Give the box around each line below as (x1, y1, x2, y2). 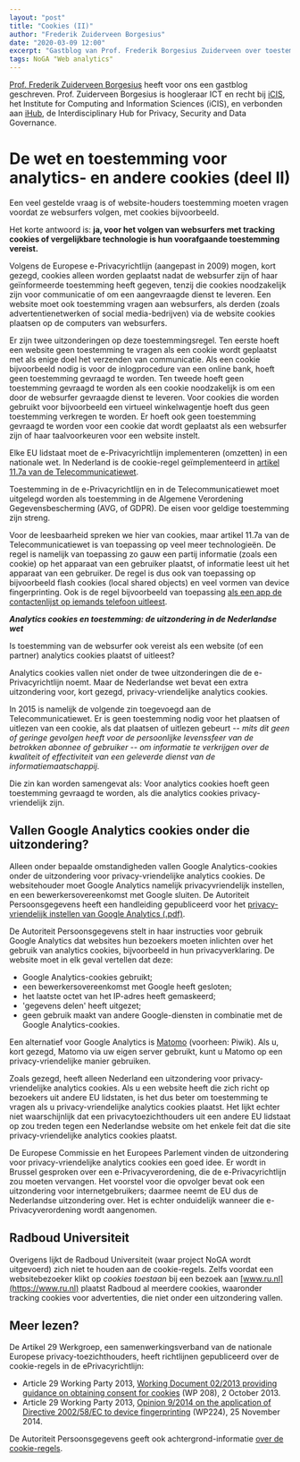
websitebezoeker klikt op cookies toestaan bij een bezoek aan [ (9, 1273, 244, 1284)
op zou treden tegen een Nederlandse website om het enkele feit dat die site (9, 1120, 291, 1131)
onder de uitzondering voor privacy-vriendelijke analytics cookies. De (9, 870, 266, 881)
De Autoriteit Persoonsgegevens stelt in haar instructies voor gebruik (9, 926, 263, 936)
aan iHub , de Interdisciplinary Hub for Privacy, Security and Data (9, 108, 247, 118)
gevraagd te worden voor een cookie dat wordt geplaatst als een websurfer (9, 420, 287, 431)
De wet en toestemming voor (9, 149, 228, 169)
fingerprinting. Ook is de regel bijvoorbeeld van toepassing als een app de (9, 586, 283, 597)
